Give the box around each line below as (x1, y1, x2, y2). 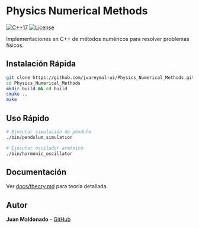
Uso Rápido (6, 113, 49, 123)
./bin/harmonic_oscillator (6, 150, 73, 157)
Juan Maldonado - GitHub (6, 216, 71, 223)
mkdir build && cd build (6, 85, 68, 91)
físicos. (6, 42, 24, 49)
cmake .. (6, 91, 28, 97)
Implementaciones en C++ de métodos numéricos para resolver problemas (6, 35, 190, 42)
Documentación (6, 167, 67, 177)
